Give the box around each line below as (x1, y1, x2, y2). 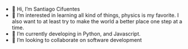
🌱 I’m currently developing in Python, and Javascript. (11, 30, 141, 37)
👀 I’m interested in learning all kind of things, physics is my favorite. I (11, 12, 179, 19)
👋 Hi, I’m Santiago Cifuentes (11, 6, 80, 12)
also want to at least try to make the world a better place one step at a (11, 18, 183, 24)
